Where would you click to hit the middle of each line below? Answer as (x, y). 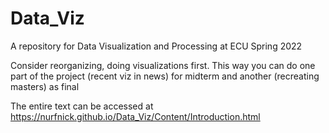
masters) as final (45, 86)
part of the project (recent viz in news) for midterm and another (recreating (165, 76)
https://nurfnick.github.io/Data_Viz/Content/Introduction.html (135, 116)
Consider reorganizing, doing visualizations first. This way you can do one (163, 65)
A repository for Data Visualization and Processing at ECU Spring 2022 (156, 46)
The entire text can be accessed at (82, 106)
